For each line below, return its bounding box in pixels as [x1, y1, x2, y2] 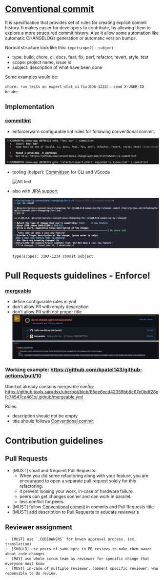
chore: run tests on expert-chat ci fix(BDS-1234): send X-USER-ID [5, 84, 144, 89]
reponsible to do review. [5, 571, 58, 576]
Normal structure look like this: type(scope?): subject [5, 44, 114, 50]
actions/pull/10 [5, 373, 42, 379]
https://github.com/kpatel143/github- [50, 366, 143, 373]
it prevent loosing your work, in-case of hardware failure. [19, 488, 134, 494]
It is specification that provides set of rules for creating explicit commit [5, 20, 147, 25]
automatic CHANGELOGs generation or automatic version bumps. [5, 35, 137, 41]
